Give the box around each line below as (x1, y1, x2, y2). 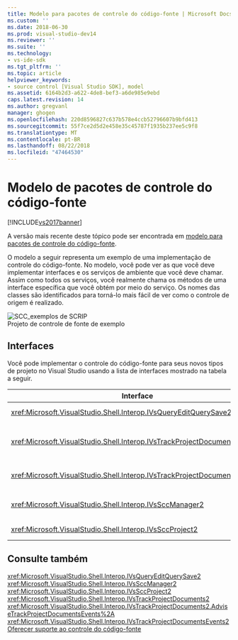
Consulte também (7, 553, 89, 565)
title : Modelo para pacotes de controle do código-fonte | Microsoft (7, 10, 217, 18)
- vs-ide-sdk (7, 57, 46, 64)
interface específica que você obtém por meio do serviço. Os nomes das (7, 283, 220, 292)
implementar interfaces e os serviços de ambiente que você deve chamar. (7, 267, 224, 277)
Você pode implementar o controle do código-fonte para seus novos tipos (7, 359, 224, 368)
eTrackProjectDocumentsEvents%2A (7, 609, 115, 618)
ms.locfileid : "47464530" (7, 149, 84, 156)
